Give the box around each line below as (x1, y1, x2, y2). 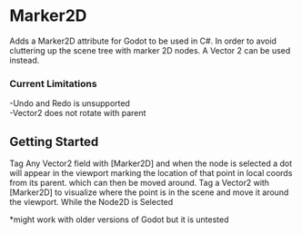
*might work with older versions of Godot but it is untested (9, 214, 229, 225)
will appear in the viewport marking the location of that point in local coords (9, 168, 293, 179)
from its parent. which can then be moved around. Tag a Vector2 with (9, 178, 270, 189)
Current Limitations (9, 77, 97, 90)
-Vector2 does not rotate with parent (9, 108, 146, 119)
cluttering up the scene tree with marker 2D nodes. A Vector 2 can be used (9, 44, 291, 55)
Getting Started (9, 133, 99, 150)
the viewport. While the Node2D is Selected (9, 197, 174, 208)
